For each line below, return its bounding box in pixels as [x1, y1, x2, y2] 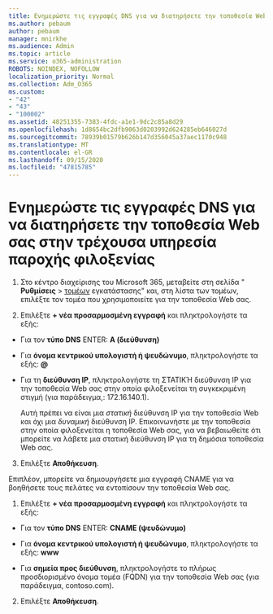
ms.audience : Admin [8, 42, 75, 50]
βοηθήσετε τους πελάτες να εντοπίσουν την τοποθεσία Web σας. [8, 483, 231, 493]
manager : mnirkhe [8, 34, 67, 43]
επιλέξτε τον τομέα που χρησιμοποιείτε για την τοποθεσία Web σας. [19, 295, 252, 305]
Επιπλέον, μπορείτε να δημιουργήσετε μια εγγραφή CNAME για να [8, 474, 234, 485]
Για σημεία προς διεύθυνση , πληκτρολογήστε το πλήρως [19, 564, 217, 573]
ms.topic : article [8, 50, 71, 58]
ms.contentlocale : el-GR [8, 148, 93, 156]
